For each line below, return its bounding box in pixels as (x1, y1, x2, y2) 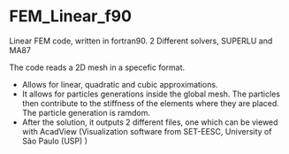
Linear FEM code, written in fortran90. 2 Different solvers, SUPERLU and (9, 35, 273, 46)
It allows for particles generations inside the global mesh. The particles (21, 89, 281, 99)
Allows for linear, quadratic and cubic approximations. (21, 79, 218, 89)
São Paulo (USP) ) (21, 135, 88, 146)
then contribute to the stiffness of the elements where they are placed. (21, 97, 280, 108)
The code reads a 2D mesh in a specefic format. (9, 62, 186, 73)
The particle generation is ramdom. (21, 107, 150, 118)
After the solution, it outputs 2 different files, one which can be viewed (21, 117, 278, 127)
